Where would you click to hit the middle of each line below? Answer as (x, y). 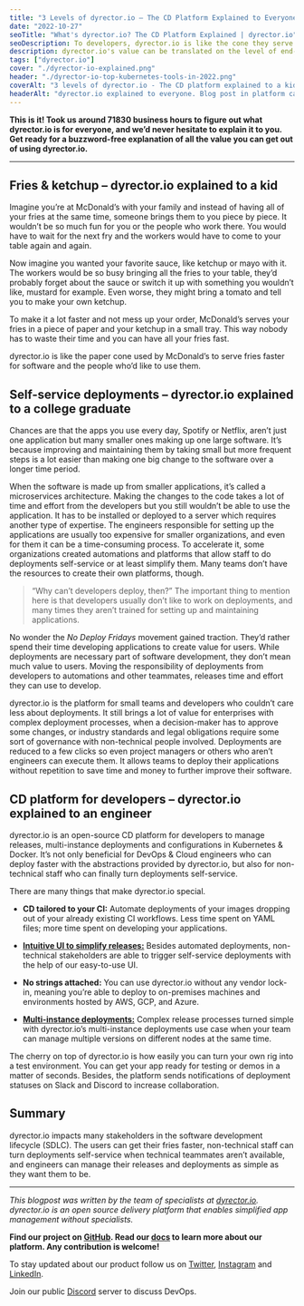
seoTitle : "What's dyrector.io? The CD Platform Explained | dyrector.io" (153, 34)
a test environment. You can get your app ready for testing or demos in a (145, 1066)
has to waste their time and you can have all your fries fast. (119, 339)
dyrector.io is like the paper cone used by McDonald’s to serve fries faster (147, 356)
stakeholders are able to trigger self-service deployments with (175, 955)
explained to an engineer (81, 813)
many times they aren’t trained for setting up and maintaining (145, 610)
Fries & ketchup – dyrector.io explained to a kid (144, 185)
